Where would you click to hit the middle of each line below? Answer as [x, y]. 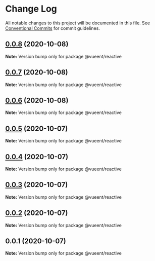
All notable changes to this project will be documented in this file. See [78, 23]
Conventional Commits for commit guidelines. [53, 28]
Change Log [31, 9]
